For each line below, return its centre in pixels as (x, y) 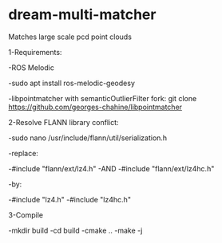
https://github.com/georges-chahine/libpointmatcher (95, 107)
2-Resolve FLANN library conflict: (63, 122)
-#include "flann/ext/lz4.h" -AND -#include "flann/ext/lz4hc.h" (111, 168)
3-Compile (26, 215)
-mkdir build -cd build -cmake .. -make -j (75, 230)
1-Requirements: (35, 52)
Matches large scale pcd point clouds (70, 37)
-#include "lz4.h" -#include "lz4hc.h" (70, 199)
